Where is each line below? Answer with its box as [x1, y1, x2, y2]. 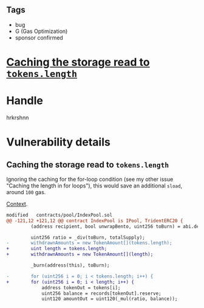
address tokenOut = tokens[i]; [41, 284, 121, 291]
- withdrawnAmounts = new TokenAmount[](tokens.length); [6, 240, 172, 246]
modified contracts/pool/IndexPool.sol [6, 212, 113, 218]
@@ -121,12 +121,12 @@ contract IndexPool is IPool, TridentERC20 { [6, 217, 183, 224]
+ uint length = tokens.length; [6, 246, 107, 252]
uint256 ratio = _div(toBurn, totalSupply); [30, 234, 146, 240]
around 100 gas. [6, 188, 46, 195]
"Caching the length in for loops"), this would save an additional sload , [6, 182, 183, 189]
